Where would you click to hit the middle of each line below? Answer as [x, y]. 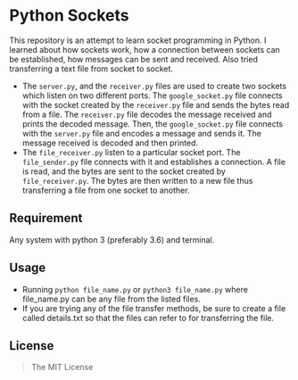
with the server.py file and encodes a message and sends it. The [141, 133]
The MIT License [62, 368]
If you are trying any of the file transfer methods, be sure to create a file [154, 308]
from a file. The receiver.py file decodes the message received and [147, 114]
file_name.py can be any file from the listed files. [111, 299]
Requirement [46, 218]
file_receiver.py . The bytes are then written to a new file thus [137, 180]
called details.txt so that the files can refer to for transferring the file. [148, 318]
